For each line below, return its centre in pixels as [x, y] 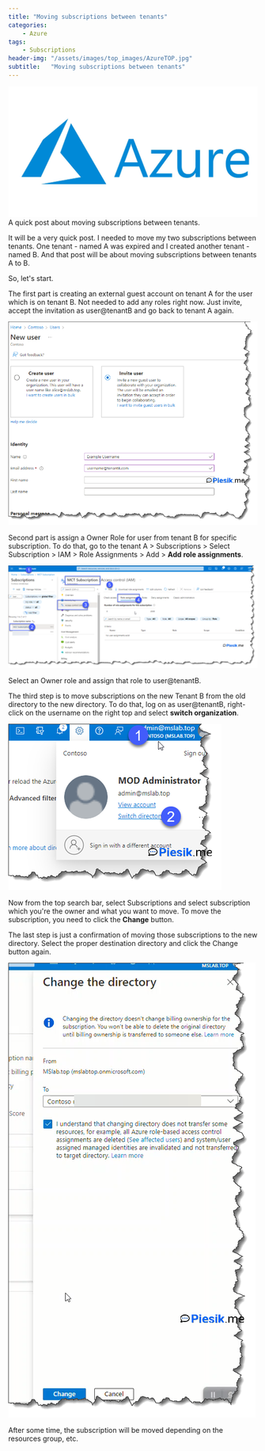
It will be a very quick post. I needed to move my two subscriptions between [132, 238]
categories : [28, 25]
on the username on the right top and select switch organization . [132, 713]
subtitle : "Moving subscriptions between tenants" [97, 67]
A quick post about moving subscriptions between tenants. [104, 222]
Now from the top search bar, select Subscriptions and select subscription [129, 903]
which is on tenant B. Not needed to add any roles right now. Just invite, [125, 302]
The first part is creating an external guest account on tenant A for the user [131, 294]
